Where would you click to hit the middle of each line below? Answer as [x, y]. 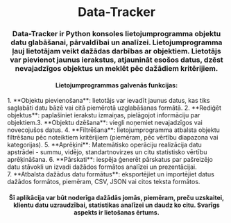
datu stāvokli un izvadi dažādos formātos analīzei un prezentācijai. [102, 167]
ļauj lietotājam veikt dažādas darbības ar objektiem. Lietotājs [117, 51]
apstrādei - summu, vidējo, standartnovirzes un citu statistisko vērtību [107, 152]
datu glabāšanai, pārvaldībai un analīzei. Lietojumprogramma [117, 42]
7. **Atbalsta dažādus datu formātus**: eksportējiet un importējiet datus [111, 174]
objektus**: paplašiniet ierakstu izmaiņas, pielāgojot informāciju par [104, 115]
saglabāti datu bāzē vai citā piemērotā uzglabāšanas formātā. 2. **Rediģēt [114, 108]
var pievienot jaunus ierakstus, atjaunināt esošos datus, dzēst [117, 60]
